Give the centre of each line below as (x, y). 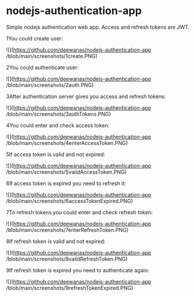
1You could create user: (35, 38)
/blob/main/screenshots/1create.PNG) (52, 56)
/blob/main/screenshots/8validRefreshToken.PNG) (67, 259)
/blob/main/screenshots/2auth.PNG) (50, 85)
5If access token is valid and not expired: (56, 154)
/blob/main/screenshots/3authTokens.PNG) (59, 114)
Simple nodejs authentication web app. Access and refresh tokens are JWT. (98, 27)
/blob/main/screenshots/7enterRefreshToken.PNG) (67, 230)
